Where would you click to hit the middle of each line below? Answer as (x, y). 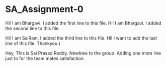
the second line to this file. (33, 28)
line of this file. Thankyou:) (33, 43)
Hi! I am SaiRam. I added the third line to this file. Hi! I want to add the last (81, 38)
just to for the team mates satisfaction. (45, 58)
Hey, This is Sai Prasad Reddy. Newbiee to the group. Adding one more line (83, 53)
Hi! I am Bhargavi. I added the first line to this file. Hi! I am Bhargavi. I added (83, 23)
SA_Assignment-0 (45, 9)
